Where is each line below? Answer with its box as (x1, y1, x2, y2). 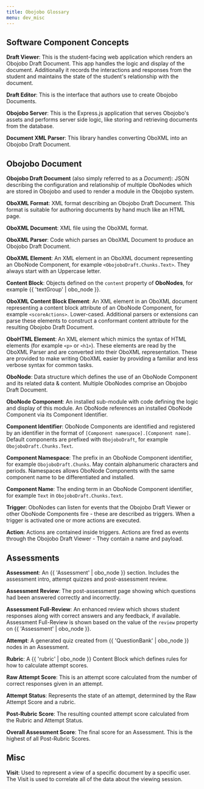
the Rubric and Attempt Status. (6, 716, 83, 724)
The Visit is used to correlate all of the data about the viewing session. (6, 775, 183, 782)
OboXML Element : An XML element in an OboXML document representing (6, 255, 193, 262)
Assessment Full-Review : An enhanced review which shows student (6, 605, 180, 613)
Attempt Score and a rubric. (6, 698, 76, 705)
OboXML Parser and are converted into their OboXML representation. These (6, 349, 197, 356)
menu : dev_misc (6, 15, 45, 21)
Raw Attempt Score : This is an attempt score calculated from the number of (6, 673, 197, 681)
